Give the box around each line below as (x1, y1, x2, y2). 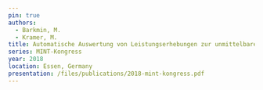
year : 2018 (8, 56, 44, 63)
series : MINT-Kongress (8, 48, 82, 56)
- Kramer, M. (15, 33, 58, 41)
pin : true (8, 11, 41, 20)
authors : (8, 19, 37, 27)
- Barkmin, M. (15, 26, 61, 34)
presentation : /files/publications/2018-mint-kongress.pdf (8, 70, 205, 77)
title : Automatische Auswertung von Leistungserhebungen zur (8, 41, 212, 49)
